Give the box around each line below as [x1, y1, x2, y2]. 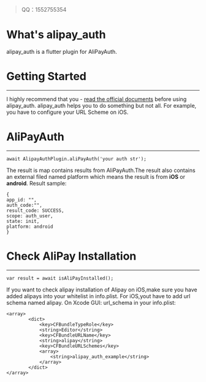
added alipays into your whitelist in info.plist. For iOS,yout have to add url [6, 292, 191, 299]
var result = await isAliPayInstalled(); [6, 275, 114, 281]
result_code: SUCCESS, [6, 208, 64, 214]
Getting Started [6, 70, 87, 83]
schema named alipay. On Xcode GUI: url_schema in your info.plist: [6, 299, 176, 306]
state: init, [6, 218, 40, 224]
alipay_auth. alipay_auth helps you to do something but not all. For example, [6, 102, 197, 109]
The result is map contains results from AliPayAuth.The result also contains [6, 167, 196, 174]
